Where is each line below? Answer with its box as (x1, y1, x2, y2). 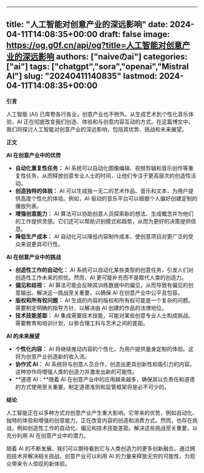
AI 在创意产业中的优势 (6, 151, 61, 159)
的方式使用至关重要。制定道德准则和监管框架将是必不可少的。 (15, 383, 170, 390)
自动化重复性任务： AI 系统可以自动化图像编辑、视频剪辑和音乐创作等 (15, 164, 189, 171)
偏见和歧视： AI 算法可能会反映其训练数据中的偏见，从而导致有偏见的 (15, 281, 189, 289)
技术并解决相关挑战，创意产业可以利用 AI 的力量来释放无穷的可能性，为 (11, 452, 190, 460)
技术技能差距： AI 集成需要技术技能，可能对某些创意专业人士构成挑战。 (15, 311, 194, 319)
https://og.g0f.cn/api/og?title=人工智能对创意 (6, 40, 182, 50)
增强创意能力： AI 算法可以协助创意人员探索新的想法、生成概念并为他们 (15, 210, 194, 217)
